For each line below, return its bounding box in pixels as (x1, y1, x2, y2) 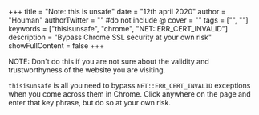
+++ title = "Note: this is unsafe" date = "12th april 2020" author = (8, 7, 226, 16)
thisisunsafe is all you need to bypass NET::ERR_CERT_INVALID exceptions (8, 80, 251, 90)
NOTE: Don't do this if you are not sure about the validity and (8, 56, 210, 66)
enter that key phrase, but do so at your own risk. (8, 98, 171, 107)
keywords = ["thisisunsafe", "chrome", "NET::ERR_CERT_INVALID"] (8, 24, 229, 33)
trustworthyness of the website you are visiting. (8, 65, 166, 75)
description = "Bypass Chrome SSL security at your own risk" (8, 32, 212, 42)
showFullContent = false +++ (8, 41, 105, 51)
